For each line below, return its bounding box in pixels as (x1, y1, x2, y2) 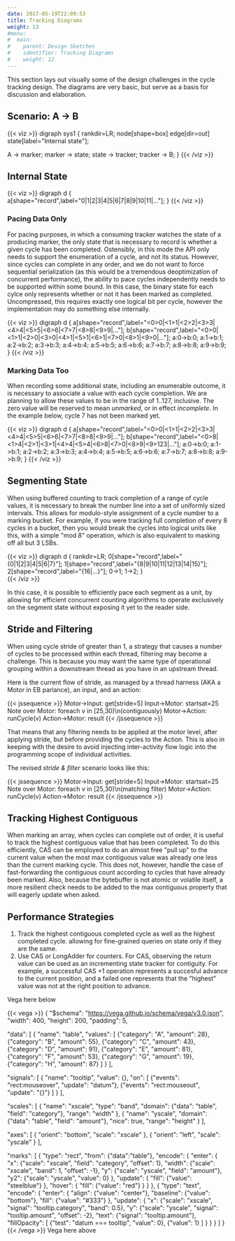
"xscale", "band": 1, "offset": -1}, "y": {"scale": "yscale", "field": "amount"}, (7, 1167, 222, 1175)
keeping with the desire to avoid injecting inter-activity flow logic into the (7, 742, 217, 751)
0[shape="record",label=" (108, 552, 183, 560)
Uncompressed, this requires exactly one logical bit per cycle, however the (7, 297, 222, 305)
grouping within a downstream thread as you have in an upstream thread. (7, 664, 219, 672)
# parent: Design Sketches (7, 43, 96, 50)
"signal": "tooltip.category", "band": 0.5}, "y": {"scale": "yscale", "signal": (7, 1204, 219, 1212)
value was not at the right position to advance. (17, 982, 152, 990)
